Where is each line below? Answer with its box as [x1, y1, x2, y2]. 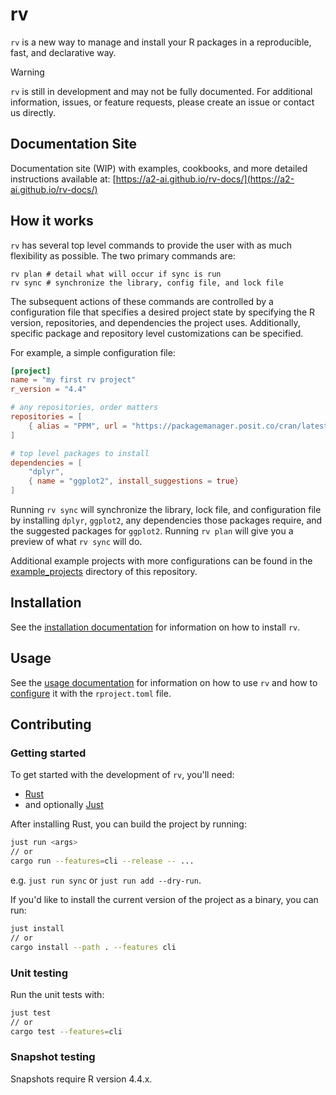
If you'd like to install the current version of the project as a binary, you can [10, 894, 319, 905]
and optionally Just [24, 799, 104, 811]
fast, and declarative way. [10, 46, 117, 58]
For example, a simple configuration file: [10, 346, 176, 358]
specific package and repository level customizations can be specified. [10, 327, 304, 339]
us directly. [10, 106, 57, 118]
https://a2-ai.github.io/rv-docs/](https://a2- [115, 173, 295, 185]
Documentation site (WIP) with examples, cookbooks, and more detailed [10, 162, 308, 174]
